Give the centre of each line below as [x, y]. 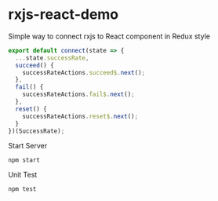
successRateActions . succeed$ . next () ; [84, 72]
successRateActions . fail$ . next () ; [78, 95]
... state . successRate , [52, 58]
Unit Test [23, 175]
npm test [22, 189]
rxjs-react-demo [64, 15]
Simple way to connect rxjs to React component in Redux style [109, 36]
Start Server [28, 146]
